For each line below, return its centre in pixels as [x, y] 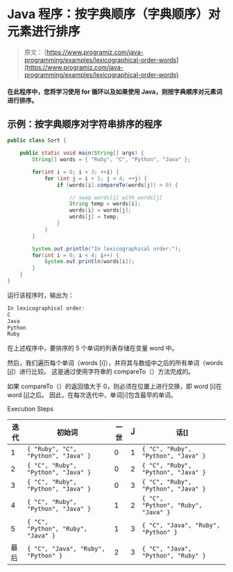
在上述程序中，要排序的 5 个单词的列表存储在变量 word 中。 [93, 348]
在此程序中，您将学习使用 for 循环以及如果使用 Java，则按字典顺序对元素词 [115, 92]
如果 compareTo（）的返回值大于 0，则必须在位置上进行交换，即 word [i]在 [115, 387]
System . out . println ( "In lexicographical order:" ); [107, 249]
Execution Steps [31, 409]
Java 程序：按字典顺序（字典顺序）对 [114, 14]
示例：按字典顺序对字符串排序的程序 [85, 124]
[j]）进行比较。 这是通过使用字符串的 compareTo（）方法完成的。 [101, 371]
